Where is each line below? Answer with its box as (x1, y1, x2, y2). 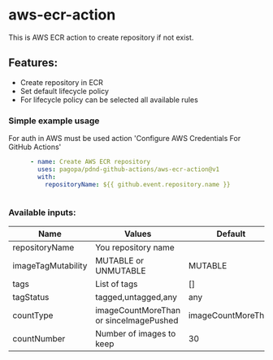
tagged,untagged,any (94, 291, 177, 302)
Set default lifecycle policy (19, 86, 110, 96)
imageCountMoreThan (94, 304, 181, 315)
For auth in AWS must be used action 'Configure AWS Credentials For (8, 134, 241, 144)
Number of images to (94, 328, 176, 339)
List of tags (94, 278, 138, 289)
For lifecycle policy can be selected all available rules (19, 95, 199, 105)
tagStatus (12, 291, 50, 302)
